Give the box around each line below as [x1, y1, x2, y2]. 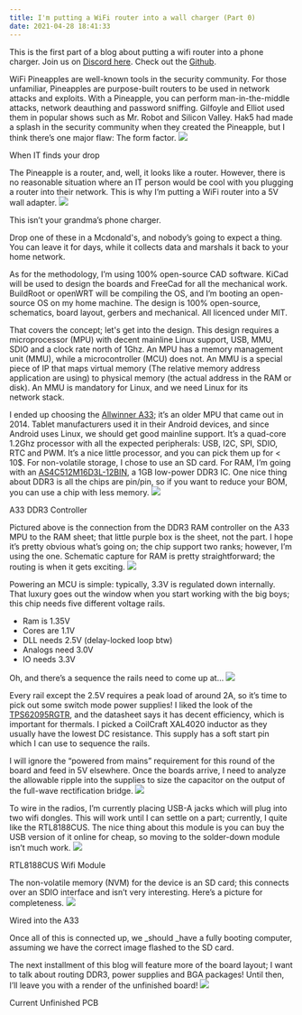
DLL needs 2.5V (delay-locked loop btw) [22, 634, 173, 645]
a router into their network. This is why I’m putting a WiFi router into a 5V [9, 186, 279, 197]
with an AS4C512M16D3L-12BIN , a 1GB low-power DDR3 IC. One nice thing [9, 466, 288, 477]
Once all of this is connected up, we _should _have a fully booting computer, [9, 932, 293, 943]
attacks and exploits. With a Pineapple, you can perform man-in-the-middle [9, 92, 290, 104]
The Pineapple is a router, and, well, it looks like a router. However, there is [9, 167, 286, 178]
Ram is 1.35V [22, 615, 70, 626]
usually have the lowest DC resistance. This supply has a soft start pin [9, 728, 270, 739]
